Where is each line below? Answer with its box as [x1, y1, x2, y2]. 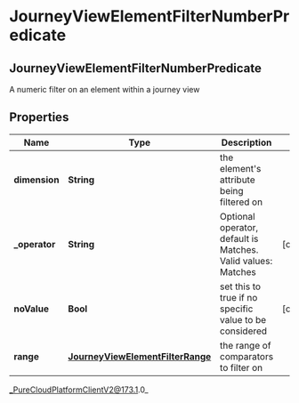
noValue [13, 302, 49, 315]
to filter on [219, 361, 263, 374]
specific [219, 302, 254, 315]
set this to [219, 280, 261, 293]
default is [219, 232, 259, 245]
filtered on [219, 196, 263, 208]
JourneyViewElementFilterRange [68, 350, 212, 362]
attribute [219, 173, 255, 186]
